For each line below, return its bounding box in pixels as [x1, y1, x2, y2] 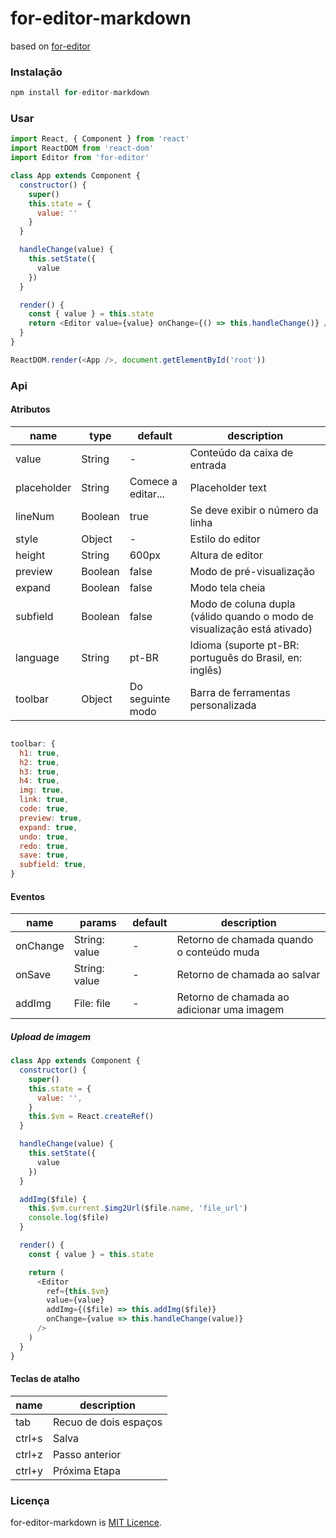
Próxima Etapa [52, 1463, 121, 1477]
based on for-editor [10, 40, 91, 52]
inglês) [189, 663, 223, 677]
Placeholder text [189, 480, 267, 494]
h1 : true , [19, 748, 60, 758]
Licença [10, 1493, 50, 1507]
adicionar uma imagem [176, 1003, 285, 1017]
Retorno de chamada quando [176, 933, 314, 947]
